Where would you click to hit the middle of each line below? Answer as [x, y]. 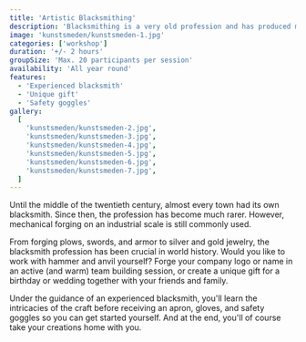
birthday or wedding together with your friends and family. [119, 281]
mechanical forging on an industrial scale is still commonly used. [131, 224]
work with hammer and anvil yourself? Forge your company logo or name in [151, 262]
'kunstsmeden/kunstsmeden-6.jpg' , [91, 162]
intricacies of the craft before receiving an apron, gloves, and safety [137, 308]
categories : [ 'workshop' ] [58, 43]
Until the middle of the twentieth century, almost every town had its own [144, 205]
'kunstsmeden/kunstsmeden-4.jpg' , [91, 145]
